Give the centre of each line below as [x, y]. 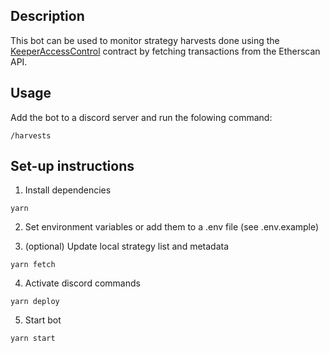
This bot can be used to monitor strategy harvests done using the [145, 40]
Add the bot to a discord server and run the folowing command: [141, 117]
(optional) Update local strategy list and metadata [127, 246]
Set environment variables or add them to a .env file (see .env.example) [172, 227]
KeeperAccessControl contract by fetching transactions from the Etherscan [165, 51]
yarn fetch [33, 265]
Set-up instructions [72, 166]
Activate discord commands [82, 283]
